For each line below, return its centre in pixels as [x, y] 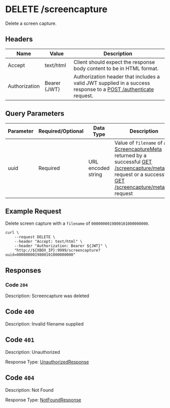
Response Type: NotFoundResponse [43, 400]
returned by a [131, 155]
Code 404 [20, 378]
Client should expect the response [114, 62]
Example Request [33, 211]
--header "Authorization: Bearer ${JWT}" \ [61, 246]
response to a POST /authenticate [114, 89]
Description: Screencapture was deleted [47, 296]
